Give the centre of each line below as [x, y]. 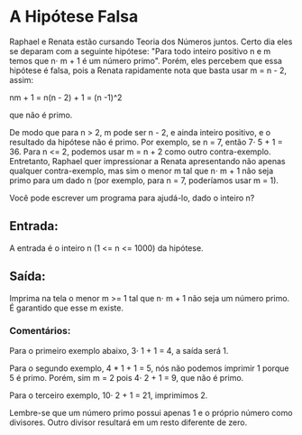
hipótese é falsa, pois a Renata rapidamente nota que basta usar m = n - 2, [148, 70]
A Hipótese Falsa [74, 17]
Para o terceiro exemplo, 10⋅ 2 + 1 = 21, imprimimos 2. [109, 395]
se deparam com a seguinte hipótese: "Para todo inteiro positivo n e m [140, 51]
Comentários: [40, 331]
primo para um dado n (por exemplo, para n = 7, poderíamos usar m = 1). [144, 180]
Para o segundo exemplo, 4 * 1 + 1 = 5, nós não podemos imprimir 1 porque [149, 368]
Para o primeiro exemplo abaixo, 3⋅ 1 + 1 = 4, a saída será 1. [119, 350]
